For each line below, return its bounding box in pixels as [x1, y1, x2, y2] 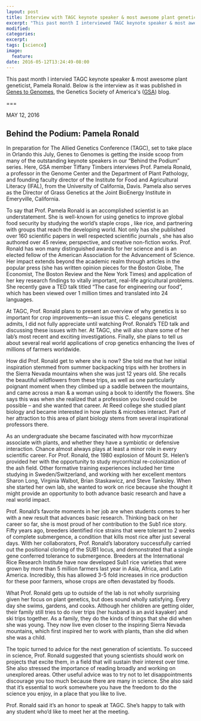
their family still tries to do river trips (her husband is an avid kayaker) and [6, 608, 188, 616]
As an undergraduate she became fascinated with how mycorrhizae [6, 432, 173, 440]
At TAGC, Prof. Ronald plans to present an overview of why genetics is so [6, 308, 187, 315]
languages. [6, 296, 34, 303]
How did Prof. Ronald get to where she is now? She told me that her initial [6, 358, 187, 365]
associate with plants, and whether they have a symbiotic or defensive [6, 439, 179, 446]
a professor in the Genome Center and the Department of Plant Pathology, [6, 170, 189, 177]
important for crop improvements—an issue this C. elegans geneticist [6, 314, 178, 321]
